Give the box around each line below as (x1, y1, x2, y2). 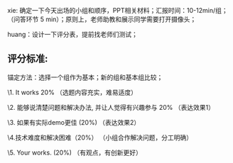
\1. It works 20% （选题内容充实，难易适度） (7, 88, 137, 96)
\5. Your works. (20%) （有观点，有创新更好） (7, 148, 142, 157)
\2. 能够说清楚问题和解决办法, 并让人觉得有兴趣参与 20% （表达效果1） (7, 103, 215, 111)
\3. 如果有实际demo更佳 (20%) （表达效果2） (7, 118, 141, 126)
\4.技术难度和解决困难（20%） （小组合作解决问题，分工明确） (7, 133, 193, 142)
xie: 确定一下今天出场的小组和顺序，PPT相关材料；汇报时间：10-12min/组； (7, 6, 229, 14)
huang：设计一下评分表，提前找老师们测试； (7, 30, 139, 38)
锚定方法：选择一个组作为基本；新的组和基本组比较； (7, 73, 163, 81)
